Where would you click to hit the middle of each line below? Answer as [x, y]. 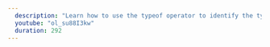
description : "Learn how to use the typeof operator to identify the [134, 16]
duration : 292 [38, 30]
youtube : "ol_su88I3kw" [54, 23]
